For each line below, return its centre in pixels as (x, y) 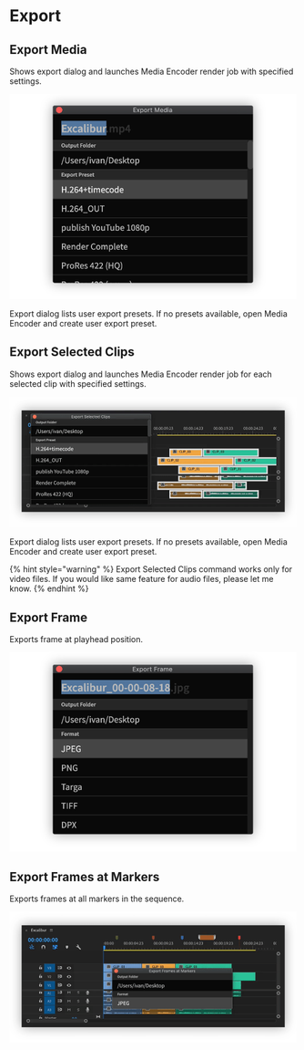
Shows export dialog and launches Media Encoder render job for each (141, 374)
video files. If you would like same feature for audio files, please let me (142, 579)
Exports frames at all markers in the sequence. (97, 899)
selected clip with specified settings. (78, 383)
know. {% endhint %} (49, 588)
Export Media (48, 50)
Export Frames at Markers (85, 877)
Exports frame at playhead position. (76, 639)
